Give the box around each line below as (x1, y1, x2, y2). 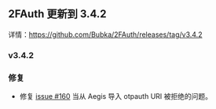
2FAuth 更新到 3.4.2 (8, 7, 108, 21)
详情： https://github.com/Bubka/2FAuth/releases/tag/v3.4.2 (8, 30, 203, 39)
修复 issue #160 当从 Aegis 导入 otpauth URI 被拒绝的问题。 (19, 92, 213, 101)
